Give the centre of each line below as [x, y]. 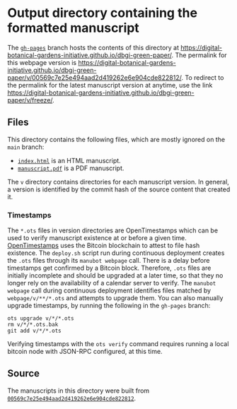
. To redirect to [203, 77]
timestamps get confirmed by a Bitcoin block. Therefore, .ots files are [109, 268]
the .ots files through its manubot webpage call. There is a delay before [109, 261]
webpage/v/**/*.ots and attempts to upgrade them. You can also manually [115, 298]
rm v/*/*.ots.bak [33, 325]
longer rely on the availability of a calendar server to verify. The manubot [112, 283]
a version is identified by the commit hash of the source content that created [119, 189]
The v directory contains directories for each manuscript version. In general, [118, 182]
